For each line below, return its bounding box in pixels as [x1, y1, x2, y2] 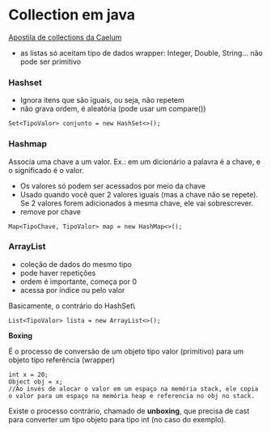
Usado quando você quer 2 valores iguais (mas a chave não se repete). [19, 189, 259, 199]
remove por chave [19, 206, 81, 216]
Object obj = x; [8, 378, 63, 386]
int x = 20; [8, 371, 49, 379]
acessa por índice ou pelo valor [19, 285, 125, 294]
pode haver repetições [19, 268, 96, 277]
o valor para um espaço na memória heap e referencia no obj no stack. [8, 392, 255, 400]
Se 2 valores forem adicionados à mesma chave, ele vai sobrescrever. [19, 198, 253, 208]
